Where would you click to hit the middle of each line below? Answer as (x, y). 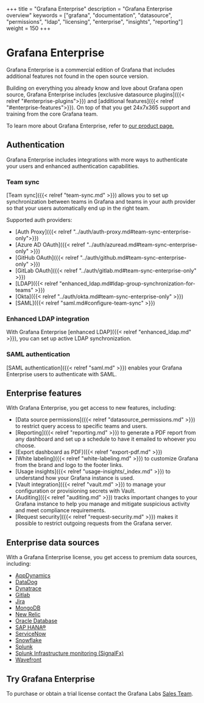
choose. (25, 446)
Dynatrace (28, 588)
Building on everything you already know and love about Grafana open (95, 88)
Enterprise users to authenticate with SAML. (62, 374)
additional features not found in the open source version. (78, 76)
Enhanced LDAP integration (48, 318)
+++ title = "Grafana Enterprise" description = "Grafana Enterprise (89, 9)
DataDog (26, 582)
